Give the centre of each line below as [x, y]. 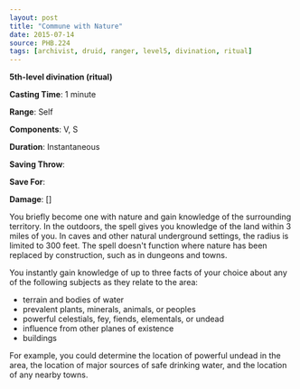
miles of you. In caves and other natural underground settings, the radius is [149, 236]
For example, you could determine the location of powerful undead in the [145, 356]
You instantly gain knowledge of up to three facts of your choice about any [148, 273]
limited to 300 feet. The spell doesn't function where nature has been [139, 245]
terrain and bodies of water [73, 300]
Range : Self [31, 112]
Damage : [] [31, 199]
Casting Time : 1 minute [53, 95]
